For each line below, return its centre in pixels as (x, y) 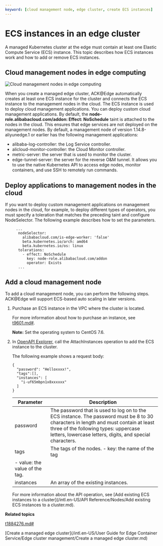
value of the (28, 469)
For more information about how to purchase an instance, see (74, 318)
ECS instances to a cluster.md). (43, 505)
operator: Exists (44, 263)
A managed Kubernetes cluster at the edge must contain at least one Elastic (81, 47)
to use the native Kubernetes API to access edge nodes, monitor (76, 165)
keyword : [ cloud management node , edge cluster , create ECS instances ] (79, 9)
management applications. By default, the (47, 114)
